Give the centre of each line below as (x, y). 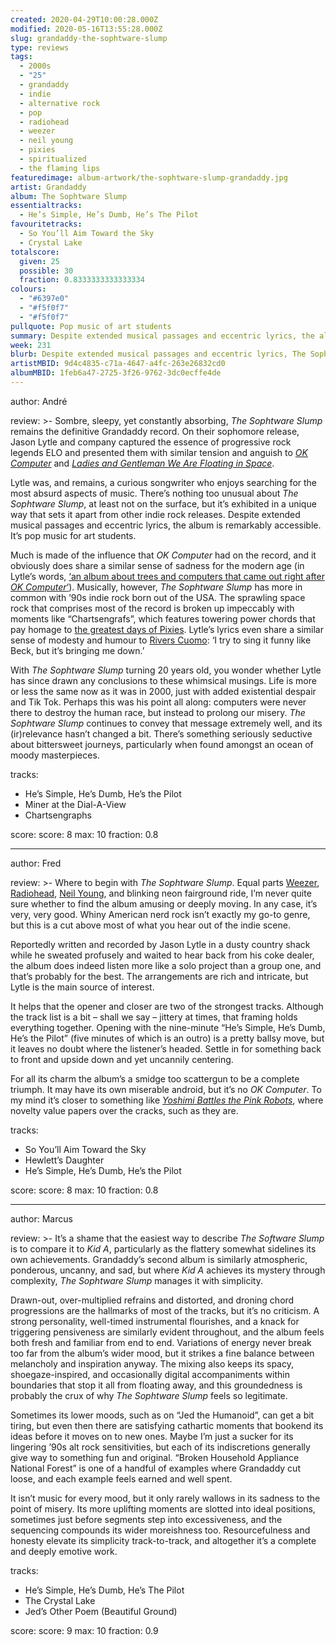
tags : (21, 57)
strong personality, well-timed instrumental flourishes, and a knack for (155, 1321)
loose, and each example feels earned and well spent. (121, 1478)
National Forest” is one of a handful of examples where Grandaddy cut (155, 1468)
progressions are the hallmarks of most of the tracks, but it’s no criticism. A (165, 1310)
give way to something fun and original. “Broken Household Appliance (155, 1457)
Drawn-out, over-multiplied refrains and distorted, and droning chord (152, 1300)
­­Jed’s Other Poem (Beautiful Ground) (101, 1611)
